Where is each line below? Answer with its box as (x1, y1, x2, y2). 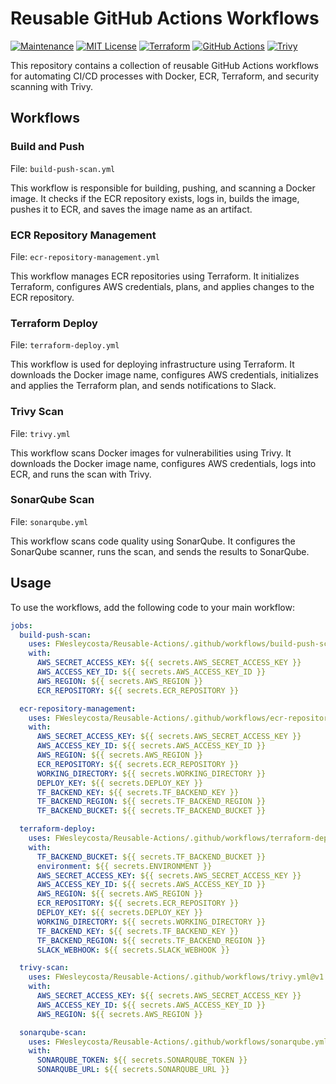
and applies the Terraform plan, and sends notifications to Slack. (10, 380, 277, 392)
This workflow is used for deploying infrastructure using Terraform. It (10, 358, 295, 371)
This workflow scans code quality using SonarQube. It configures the (10, 535, 296, 547)
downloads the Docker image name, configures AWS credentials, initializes (10, 369, 319, 381)
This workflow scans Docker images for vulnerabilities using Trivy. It (10, 447, 292, 459)
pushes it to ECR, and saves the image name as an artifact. (10, 203, 253, 215)
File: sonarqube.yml (10, 515, 89, 527)
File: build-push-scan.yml (10, 162, 116, 174)
